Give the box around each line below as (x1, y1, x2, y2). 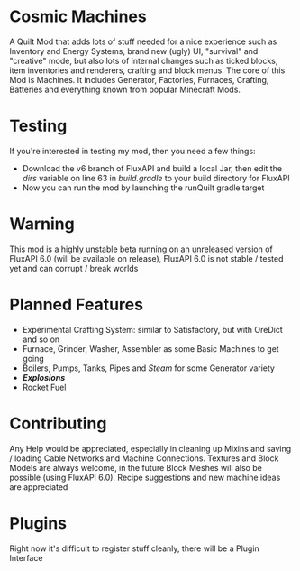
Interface (9, 552, 43, 563)
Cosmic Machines (9, 6, 147, 27)
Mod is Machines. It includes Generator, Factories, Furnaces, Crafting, (9, 74, 269, 85)
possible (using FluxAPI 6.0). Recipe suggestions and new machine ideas (9, 472, 281, 483)
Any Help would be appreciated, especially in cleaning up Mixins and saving (9, 443, 292, 454)
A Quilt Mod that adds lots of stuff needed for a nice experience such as (9, 36, 277, 47)
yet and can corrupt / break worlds (9, 262, 139, 273)
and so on (22, 334, 60, 345)
